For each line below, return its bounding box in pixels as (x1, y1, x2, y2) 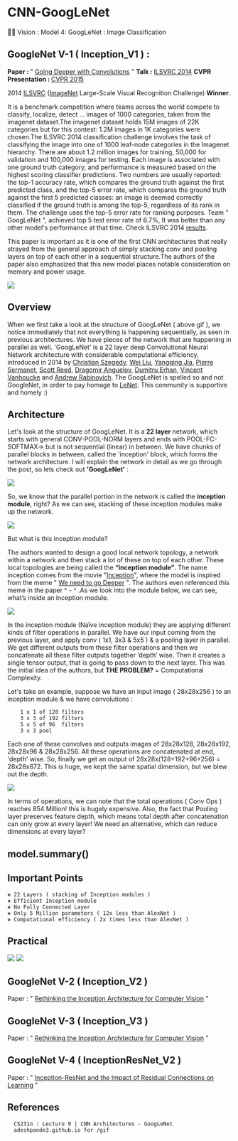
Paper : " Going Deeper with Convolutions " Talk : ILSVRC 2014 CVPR (7, 67, 212, 75)
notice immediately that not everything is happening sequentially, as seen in (7, 328, 229, 336)
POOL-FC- (186, 435, 218, 444)
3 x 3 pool (20, 727, 53, 734)
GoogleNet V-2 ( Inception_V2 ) (7, 975, 148, 987)
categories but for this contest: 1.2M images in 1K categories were (7, 125, 200, 134)
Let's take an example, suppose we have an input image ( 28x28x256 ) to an (7, 687, 232, 696)
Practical (7, 935, 48, 947)
